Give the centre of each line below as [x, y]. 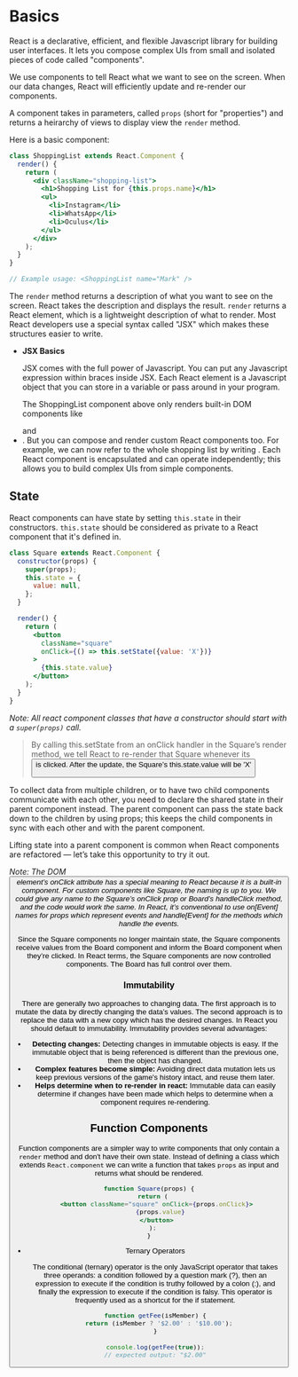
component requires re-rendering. [156, 1102]
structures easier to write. [56, 334]
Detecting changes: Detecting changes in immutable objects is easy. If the [156, 1044]
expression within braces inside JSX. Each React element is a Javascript [154, 378]
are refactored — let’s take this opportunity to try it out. [110, 854]
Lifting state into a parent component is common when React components [144, 845]
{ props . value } [161, 1212]
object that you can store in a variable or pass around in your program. [151, 387]
